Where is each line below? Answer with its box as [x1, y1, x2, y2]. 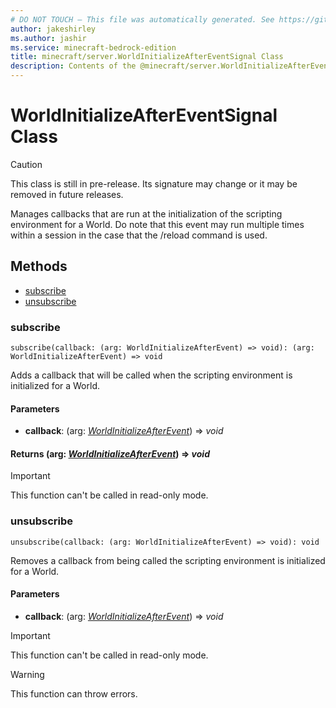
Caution [10, 158, 43, 170]
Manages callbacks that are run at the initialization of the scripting [10, 207, 283, 220]
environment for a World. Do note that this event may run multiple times [10, 218, 305, 230]
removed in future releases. [10, 188, 124, 200]
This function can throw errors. [10, 687, 138, 700]
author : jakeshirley [10, 24, 97, 34]
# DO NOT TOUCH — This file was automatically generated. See [10, 14, 275, 25]
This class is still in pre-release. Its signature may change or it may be [10, 177, 298, 190]
